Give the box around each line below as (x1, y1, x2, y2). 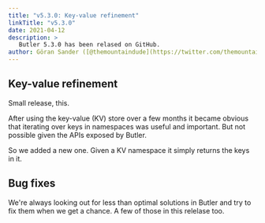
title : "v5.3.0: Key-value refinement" (8, 11, 140, 20)
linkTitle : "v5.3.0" (8, 19, 77, 27)
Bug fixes (8, 177, 56, 190)
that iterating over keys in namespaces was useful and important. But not (8, 121, 246, 131)
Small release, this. (8, 98, 69, 107)
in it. (8, 154, 22, 163)
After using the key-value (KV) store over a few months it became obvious (8, 113, 249, 123)
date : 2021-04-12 (8, 26, 65, 34)
